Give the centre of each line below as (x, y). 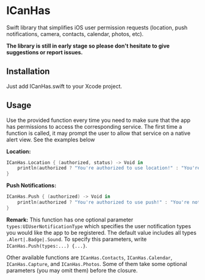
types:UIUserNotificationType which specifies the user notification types (99, 226)
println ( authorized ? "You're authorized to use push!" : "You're (103, 203)
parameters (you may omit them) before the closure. (72, 270)
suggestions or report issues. (45, 52)
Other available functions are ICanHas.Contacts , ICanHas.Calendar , (89, 257)
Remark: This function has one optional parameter (70, 220)
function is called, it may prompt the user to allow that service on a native (99, 133)
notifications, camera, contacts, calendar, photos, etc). (75, 34)
